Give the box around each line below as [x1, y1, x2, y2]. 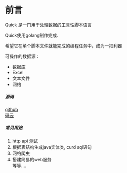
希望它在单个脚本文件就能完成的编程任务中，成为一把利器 [5, 43, 122, 48]
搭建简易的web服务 [12, 156, 52, 162]
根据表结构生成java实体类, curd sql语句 [12, 144, 92, 150]
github [5, 106, 18, 112]
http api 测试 [12, 138, 38, 144]
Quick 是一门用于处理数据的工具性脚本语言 [5, 22, 92, 28]
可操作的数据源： [5, 53, 40, 59]
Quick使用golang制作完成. [5, 32, 58, 38]
